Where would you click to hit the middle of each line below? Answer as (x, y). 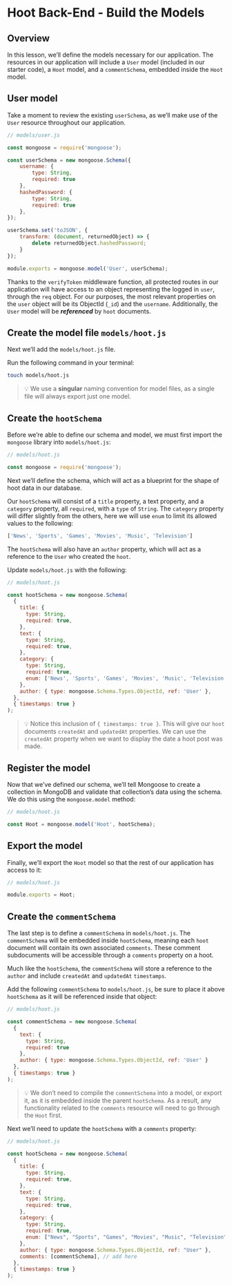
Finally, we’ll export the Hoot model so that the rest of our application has (110, 862)
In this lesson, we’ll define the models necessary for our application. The (110, 55)
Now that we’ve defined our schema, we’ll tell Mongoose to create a (104, 784)
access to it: (25, 870)
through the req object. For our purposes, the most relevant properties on (112, 296)
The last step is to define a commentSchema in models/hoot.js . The (99, 933)
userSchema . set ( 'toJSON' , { (48, 230)
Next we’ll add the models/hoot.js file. (61, 350)
